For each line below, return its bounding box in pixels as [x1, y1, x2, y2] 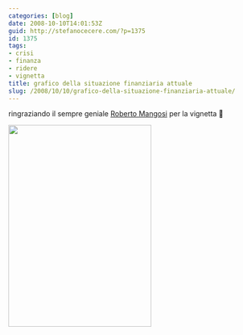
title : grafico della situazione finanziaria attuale [8, 79, 193, 87]
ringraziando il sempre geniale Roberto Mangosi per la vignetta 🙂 [8, 109, 224, 119]
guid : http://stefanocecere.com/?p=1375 [8, 27, 146, 35]
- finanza [8, 57, 42, 65]
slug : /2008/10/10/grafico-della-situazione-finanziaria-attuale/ [8, 86, 236, 95]
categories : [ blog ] [8, 11, 74, 20]
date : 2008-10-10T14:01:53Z [8, 19, 103, 27]
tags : [8, 42, 27, 50]
